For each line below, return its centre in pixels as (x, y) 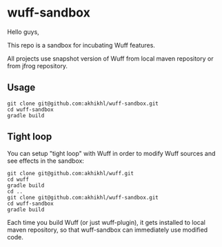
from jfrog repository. (37, 66)
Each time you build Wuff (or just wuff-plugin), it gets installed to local (106, 222)
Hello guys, (23, 32)
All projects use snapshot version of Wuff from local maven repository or (110, 58)
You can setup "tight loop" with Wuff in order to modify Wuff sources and (111, 153)
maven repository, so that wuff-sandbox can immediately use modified (108, 230)
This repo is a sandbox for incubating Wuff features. (81, 45)
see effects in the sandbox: (46, 161)
